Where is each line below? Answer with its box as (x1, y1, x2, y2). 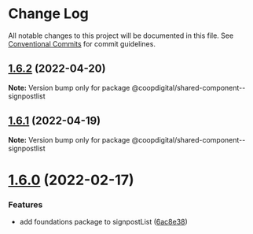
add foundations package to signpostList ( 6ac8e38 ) (19, 217, 189, 227)
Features (8, 199, 43, 210)
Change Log (8, 5, 89, 23)
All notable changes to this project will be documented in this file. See (8, 31, 234, 40)
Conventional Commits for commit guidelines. (8, 39, 156, 48)
